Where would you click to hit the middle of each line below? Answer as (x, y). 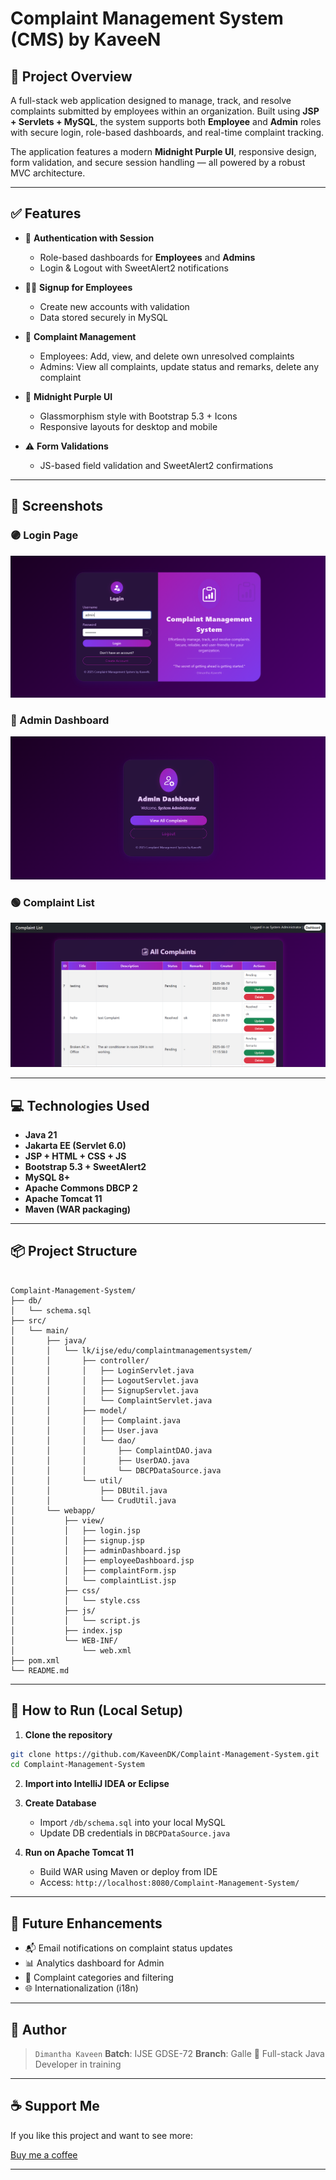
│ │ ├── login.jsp (75, 1530)
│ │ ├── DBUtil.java (89, 1490)
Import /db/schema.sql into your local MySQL (132, 1823)
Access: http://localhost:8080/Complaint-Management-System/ (169, 1883)
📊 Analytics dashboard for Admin (94, 1963)
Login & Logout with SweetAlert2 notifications (134, 268)
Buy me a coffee (44, 2154)
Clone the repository (68, 1734)
